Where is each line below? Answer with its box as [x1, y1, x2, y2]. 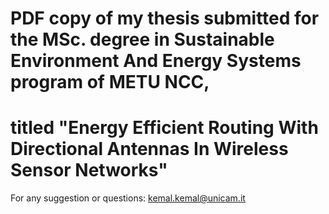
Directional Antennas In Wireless [10, 138, 289, 161]
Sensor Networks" [10, 159, 168, 182]
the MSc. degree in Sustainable [10, 28, 275, 51]
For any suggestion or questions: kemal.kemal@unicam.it [10, 192, 246, 204]
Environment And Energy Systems [10, 50, 302, 72]
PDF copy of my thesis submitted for [10, 7, 320, 30]
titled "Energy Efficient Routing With [10, 117, 319, 139]
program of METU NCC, [10, 71, 210, 94]
